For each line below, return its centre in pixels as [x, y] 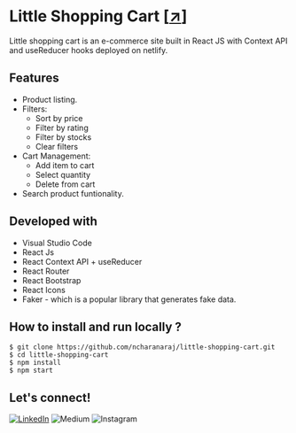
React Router [46, 271]
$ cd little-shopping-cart [59, 355]
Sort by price [59, 118]
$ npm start [31, 371]
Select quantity [63, 174]
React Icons [44, 290]
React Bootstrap [51, 280]
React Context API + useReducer [82, 261]
